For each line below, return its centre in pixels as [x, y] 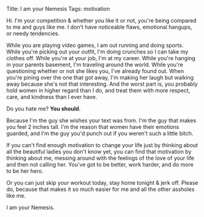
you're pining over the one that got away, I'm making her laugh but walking [100, 77]
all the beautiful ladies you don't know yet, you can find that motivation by [99, 152]
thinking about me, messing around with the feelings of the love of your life [100, 158]
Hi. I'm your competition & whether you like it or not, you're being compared [101, 20]
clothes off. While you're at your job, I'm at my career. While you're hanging [101, 58]
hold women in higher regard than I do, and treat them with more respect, [98, 90]
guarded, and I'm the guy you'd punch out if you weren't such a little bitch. [100, 133]
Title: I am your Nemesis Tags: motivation [58, 9]
